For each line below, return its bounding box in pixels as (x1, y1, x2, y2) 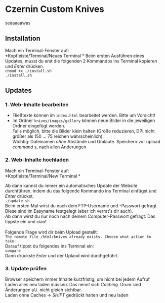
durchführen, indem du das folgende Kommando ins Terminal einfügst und (5, 187, 157, 194)
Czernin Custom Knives (5, 3, 105, 15)
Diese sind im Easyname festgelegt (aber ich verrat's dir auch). (5, 208, 133, 214)
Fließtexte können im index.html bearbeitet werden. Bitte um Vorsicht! (12, 113, 156, 119)
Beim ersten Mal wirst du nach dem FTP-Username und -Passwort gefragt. (5, 202, 158, 209)
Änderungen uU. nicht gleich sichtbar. (5, 287, 82, 293)
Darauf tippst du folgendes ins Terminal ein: (5, 243, 94, 249)
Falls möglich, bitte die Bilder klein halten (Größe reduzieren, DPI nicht (12, 128, 155, 134)
